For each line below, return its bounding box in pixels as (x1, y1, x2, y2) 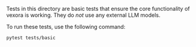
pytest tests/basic (6, 35, 56, 41)
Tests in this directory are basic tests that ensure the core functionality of (6, 5, 190, 12)
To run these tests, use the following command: (6, 23, 126, 30)
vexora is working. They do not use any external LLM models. (6, 11, 161, 19)
